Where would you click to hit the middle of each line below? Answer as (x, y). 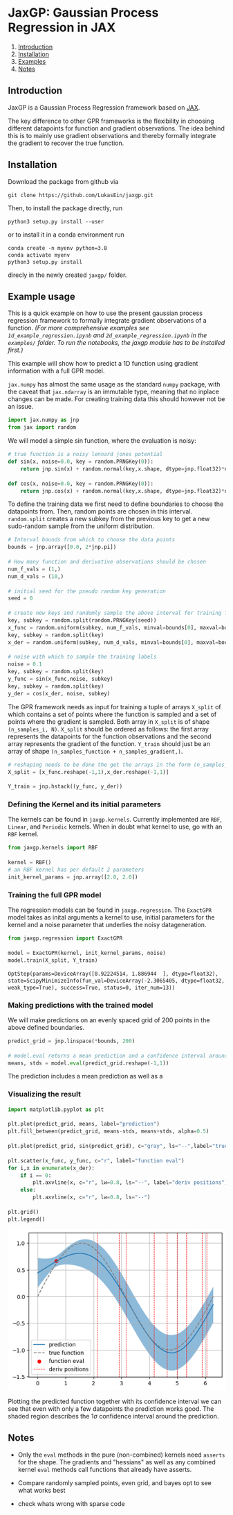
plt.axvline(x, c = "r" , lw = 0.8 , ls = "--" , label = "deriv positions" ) (130, 1183)
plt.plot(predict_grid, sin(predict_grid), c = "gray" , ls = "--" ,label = (110, 1146)
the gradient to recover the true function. (66, 143)
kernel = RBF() (30, 863)
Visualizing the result (45, 1094)
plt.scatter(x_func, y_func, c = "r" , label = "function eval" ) (96, 1160)
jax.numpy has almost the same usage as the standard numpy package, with (114, 384)
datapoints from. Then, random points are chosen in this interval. (100, 511)
